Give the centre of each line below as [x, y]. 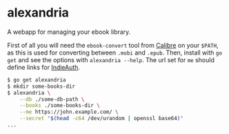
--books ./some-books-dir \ [60, 106]
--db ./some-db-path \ [52, 99]
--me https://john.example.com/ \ [69, 112]
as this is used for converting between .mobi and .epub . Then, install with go [115, 52]
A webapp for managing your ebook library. [69, 32]
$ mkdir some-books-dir [41, 86]
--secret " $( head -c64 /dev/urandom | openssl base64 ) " [102, 119]
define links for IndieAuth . [44, 67]
